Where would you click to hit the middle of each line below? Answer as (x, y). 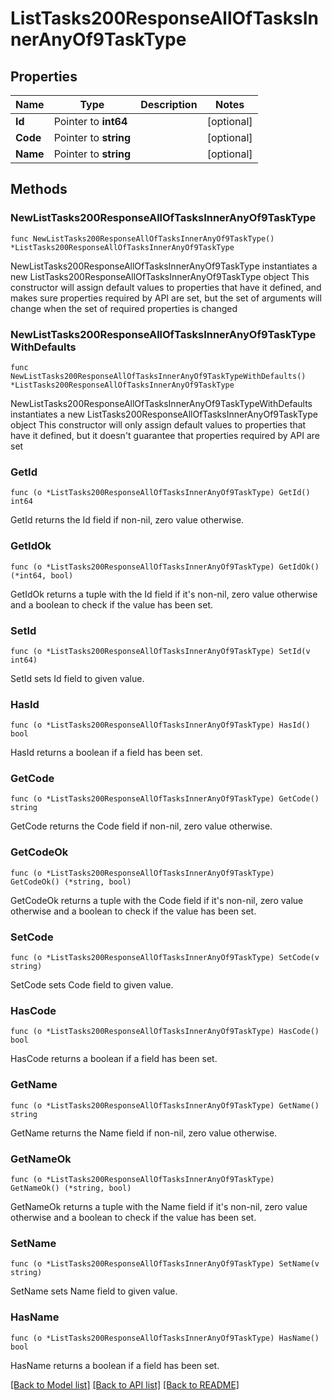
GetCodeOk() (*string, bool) (71, 882)
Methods (39, 189)
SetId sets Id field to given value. (77, 678)
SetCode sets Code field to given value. (92, 985)
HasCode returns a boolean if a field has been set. (114, 1059)
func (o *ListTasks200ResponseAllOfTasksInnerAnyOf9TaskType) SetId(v (160, 651)
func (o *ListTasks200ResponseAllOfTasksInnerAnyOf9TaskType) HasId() (160, 725)
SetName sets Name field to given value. (94, 1291)
